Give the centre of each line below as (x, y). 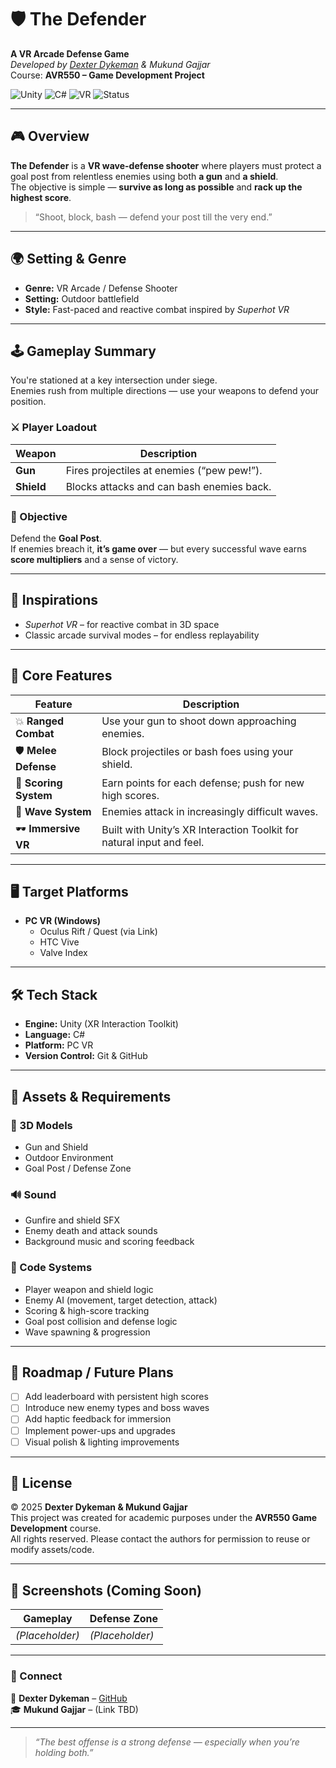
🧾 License (41, 1483)
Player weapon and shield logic (89, 1289)
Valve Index (63, 953)
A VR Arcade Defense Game (70, 53)
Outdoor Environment (69, 1157)
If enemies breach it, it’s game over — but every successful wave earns (158, 548)
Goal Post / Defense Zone (78, 1168)
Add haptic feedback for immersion (98, 1419)
